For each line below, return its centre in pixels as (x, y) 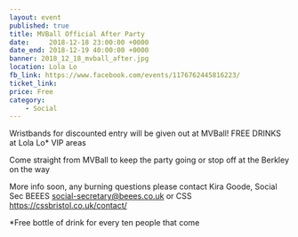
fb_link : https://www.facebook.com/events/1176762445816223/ (125, 75)
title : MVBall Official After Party (77, 34)
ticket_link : (33, 83)
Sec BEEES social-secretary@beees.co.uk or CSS (101, 196)
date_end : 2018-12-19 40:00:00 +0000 (79, 51)
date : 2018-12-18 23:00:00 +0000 (79, 42)
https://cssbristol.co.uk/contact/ (68, 206)
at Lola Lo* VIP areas (48, 143)
